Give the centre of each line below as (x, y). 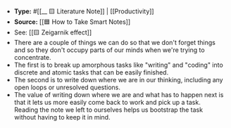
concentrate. (32, 57)
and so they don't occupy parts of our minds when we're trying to (110, 50)
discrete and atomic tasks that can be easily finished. (91, 72)
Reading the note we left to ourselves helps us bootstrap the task (108, 110)
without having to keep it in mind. (62, 117)
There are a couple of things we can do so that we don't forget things (115, 43)
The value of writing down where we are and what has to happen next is (119, 95)
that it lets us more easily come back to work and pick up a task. (107, 102)
